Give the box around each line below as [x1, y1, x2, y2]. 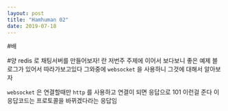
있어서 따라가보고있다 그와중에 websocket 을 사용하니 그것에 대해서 [25, 65, 203, 74]
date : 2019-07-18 [7, 22, 57, 29]
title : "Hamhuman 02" [7, 16, 69, 23]
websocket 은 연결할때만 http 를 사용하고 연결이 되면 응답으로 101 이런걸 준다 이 [7, 88, 220, 96]
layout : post [7, 10, 45, 17]
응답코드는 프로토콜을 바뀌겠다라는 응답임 [7, 97, 118, 105]
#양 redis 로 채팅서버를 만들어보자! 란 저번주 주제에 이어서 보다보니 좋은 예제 [7, 57, 211, 65]
